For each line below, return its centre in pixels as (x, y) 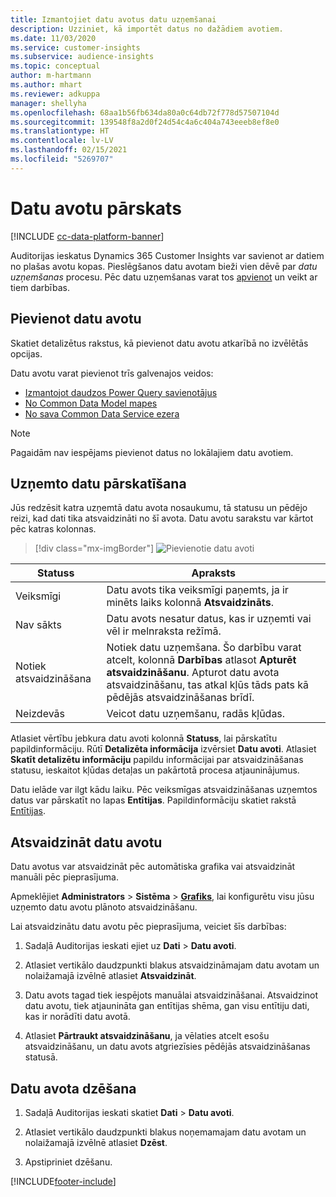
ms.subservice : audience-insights (82, 57)
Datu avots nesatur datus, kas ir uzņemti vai (209, 619)
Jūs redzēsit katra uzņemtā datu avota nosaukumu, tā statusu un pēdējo (159, 508)
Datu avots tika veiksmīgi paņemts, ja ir (197, 590)
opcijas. (26, 353)
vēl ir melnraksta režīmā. (164, 631)
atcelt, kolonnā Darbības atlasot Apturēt (201, 660)
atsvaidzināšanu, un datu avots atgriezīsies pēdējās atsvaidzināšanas (167, 1047)
